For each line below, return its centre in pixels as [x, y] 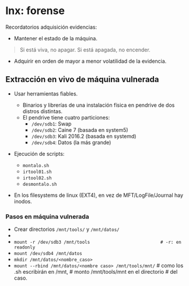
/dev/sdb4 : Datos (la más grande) [71, 142]
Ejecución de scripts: [39, 154]
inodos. [23, 201]
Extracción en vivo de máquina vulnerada [82, 79]
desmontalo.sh [40, 184]
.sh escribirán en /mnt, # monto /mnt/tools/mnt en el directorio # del [96, 272]
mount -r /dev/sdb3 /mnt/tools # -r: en [97, 242]
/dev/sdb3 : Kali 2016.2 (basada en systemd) [84, 136]
